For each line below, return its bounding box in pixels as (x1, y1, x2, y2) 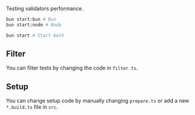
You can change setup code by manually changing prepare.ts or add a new (6, 97, 190, 104)
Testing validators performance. (6, 5, 84, 12)
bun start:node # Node (6, 22, 62, 28)
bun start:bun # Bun (6, 17, 57, 22)
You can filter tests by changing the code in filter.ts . (6, 64, 138, 71)
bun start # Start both (6, 32, 65, 38)
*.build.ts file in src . (6, 103, 58, 111)
